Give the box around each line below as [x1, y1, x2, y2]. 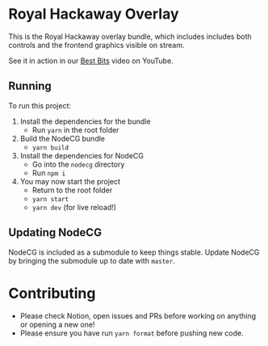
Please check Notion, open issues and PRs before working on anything [19, 310, 257, 320]
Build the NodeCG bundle [19, 133, 106, 143]
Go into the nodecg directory [31, 159, 125, 169]
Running [8, 79, 52, 93]
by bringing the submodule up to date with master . [8, 255, 175, 265]
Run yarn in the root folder [31, 124, 119, 134]
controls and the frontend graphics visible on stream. [8, 40, 185, 49]
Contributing [8, 284, 96, 302]
